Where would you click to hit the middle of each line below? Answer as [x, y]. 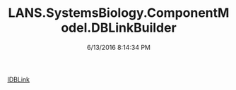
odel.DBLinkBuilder [119, 28]
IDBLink [19, 79]
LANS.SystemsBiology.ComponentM [119, 13]
